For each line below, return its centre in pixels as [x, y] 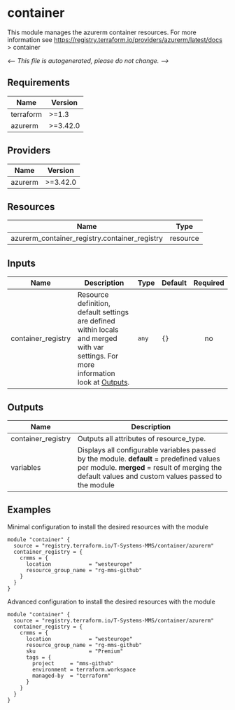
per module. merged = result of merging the [150, 467]
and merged [97, 339]
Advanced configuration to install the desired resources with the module [111, 601]
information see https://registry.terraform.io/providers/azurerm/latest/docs [115, 39]
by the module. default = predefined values [149, 459]
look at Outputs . [104, 382]
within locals [98, 330]
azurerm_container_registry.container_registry [87, 238]
